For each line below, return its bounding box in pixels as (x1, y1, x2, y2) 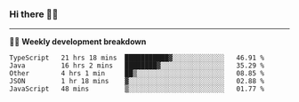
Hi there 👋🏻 (9, 8, 59, 20)
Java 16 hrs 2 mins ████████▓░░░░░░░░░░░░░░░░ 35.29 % (9, 61, 265, 70)
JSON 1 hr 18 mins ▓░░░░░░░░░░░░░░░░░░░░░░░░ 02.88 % (9, 77, 265, 86)
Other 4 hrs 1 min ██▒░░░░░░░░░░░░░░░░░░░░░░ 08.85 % (9, 69, 265, 78)
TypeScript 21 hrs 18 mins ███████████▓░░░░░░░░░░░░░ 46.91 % (9, 53, 265, 63)
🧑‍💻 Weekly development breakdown (9, 36, 147, 47)
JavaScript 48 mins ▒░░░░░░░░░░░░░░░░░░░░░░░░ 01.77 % (9, 84, 265, 94)
